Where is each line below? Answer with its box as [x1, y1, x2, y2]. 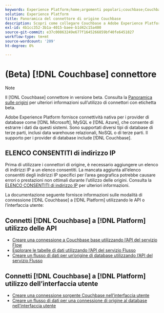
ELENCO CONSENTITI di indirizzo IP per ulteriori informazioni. [5, 182, 130, 188]
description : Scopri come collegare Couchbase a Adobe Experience [5, 20, 143, 26]
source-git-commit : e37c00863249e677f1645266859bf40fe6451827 [5, 30, 134, 35]
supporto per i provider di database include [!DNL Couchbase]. [5, 135, 132, 140]
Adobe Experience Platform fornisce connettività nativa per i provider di [5, 114, 149, 120]
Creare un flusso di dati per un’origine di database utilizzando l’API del [12, 253, 153, 258]
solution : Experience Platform [5, 12, 69, 17]
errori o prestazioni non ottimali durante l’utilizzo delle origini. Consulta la [5, 177, 152, 183]
